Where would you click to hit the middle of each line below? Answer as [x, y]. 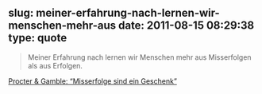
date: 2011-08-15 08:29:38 [186, 26]
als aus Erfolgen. [55, 65]
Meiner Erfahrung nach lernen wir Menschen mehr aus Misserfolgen [139, 57]
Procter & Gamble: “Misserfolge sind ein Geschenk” [92, 81]
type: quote [38, 38]
